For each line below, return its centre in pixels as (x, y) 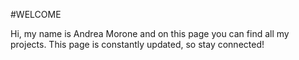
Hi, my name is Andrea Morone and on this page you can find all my (150, 33)
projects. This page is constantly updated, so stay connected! (137, 44)
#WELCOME (36, 14)
